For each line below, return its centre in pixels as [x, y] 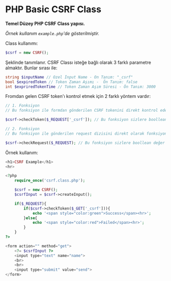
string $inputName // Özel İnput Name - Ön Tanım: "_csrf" [69, 77]
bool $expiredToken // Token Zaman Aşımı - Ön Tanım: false [72, 82]
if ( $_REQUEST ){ [31, 203]
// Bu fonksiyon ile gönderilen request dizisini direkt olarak [75, 134]
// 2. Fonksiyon [22, 129]
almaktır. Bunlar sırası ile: [31, 68]
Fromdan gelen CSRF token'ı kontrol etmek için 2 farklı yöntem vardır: [78, 96]
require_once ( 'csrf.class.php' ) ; [50, 181]
